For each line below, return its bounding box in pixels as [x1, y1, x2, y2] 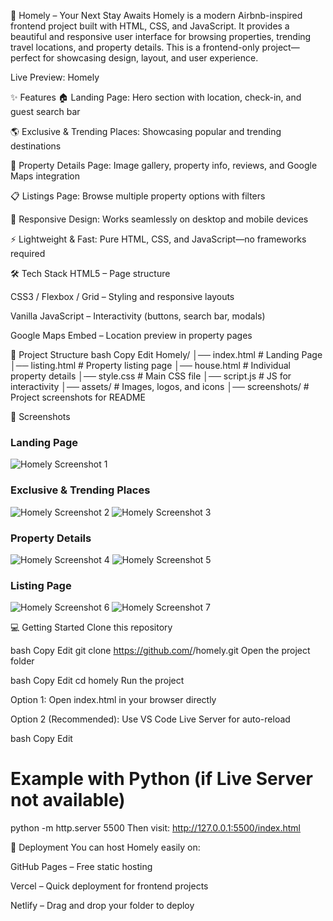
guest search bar [10, 106, 81, 117]
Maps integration [10, 170, 81, 182]
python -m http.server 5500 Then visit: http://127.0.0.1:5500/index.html [10, 822, 302, 834]
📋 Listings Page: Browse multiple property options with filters [10, 190, 266, 202]
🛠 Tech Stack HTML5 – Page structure [10, 268, 171, 279]
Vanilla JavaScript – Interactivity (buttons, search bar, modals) [10, 310, 266, 322]
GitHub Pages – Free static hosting [10, 861, 153, 873]
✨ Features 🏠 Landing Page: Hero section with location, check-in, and [10, 91, 302, 103]
